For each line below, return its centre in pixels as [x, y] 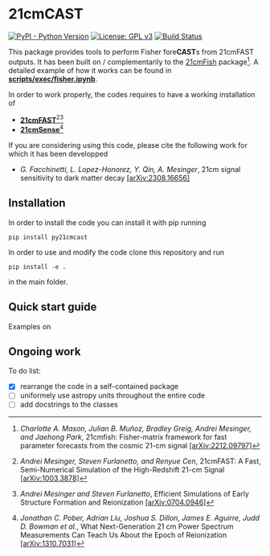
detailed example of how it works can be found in [90, 70]
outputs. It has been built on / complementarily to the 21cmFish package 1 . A [133, 61]
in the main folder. [38, 281]
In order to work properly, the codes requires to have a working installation [132, 94]
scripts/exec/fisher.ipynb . [53, 79]
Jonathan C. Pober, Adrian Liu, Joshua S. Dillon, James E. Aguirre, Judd [139, 517]
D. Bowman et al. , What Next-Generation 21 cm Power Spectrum [127, 526]
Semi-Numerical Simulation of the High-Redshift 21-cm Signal [122, 469]
